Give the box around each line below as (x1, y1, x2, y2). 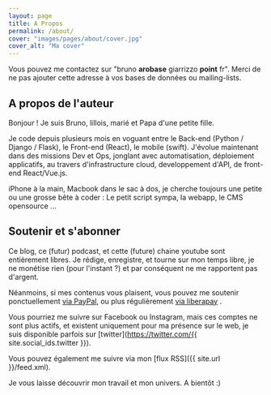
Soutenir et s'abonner (8, 225, 121, 238)
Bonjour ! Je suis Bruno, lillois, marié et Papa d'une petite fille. (8, 118, 214, 127)
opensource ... (8, 200, 57, 211)
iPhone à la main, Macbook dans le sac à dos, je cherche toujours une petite (8, 183, 263, 193)
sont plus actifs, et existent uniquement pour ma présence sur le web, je (8, 320, 249, 330)
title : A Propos (8, 19, 63, 28)
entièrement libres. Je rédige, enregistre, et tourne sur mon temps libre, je (8, 255, 255, 264)
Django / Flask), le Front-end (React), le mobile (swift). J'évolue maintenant (8, 142, 259, 152)
